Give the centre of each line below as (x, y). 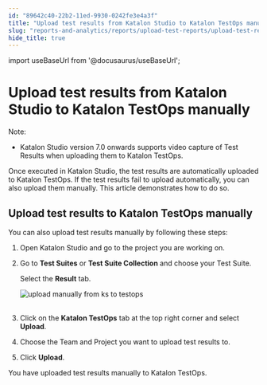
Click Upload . (42, 357)
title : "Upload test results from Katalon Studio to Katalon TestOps (126, 23)
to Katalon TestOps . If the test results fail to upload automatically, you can (129, 179)
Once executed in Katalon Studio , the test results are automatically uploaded (133, 171)
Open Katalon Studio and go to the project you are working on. (122, 247)
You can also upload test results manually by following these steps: (118, 232)
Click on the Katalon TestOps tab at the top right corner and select (130, 318)
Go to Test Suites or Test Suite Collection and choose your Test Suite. (135, 263)
